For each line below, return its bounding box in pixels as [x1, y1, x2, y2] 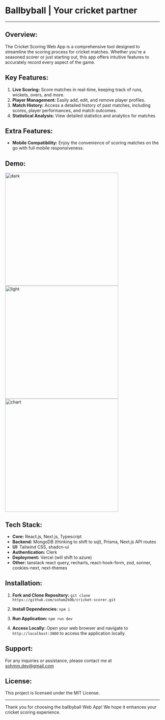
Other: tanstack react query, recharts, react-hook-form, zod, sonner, [12, 560, 152, 565]
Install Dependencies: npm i [12, 606, 70, 612]
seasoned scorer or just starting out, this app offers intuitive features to [5, 54, 149, 60]
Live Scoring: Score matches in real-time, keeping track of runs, [12, 86, 143, 92]
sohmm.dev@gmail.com [5, 662, 54, 668]
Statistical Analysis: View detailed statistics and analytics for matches [12, 113, 156, 118]
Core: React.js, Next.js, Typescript [12, 534, 82, 539]
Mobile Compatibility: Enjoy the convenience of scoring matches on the [12, 140, 159, 146]
